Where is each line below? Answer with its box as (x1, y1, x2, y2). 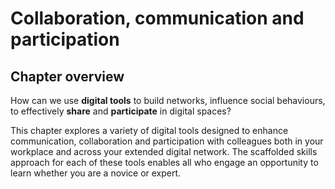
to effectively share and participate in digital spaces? (10, 105, 232, 117)
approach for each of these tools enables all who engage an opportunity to (10, 157, 319, 168)
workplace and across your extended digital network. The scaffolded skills (10, 146, 318, 157)
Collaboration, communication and (10, 7, 305, 30)
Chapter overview (10, 68, 125, 85)
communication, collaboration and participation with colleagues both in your (10, 135, 324, 147)
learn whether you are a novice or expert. (10, 167, 182, 179)
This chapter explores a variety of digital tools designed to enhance (10, 125, 289, 136)
